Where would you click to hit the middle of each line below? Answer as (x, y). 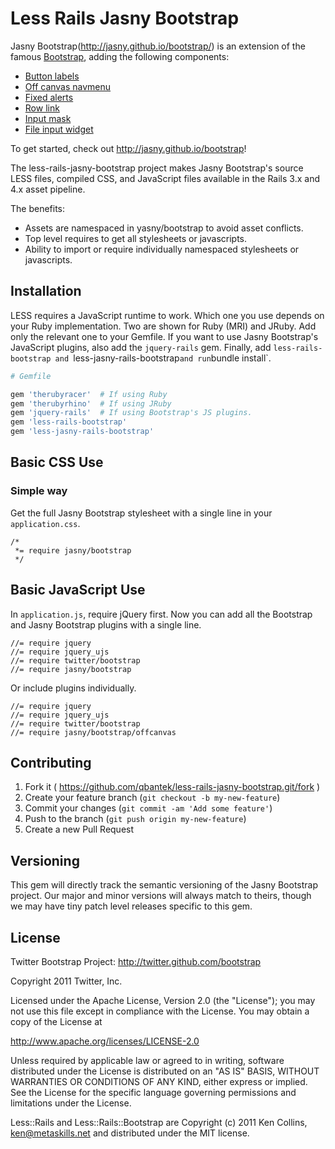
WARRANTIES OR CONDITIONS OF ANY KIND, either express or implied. (159, 1081)
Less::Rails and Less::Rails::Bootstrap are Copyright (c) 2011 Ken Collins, (159, 1122)
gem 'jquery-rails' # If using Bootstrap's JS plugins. (131, 413)
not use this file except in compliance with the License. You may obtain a (160, 1011)
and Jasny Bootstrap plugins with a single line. (106, 624)
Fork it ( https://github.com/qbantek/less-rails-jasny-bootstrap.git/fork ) (172, 787)
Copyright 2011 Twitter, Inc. (66, 981)
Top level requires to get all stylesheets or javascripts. (136, 238)
